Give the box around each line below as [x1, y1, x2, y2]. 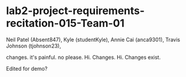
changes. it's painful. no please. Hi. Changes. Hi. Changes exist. [6, 53, 161, 61]
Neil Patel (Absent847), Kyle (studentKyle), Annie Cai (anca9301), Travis [6, 36, 181, 43]
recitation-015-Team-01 [6, 16, 125, 30]
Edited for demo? [6, 65, 48, 72]
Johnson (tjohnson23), [6, 42, 62, 49]
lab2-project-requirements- [6, 4, 145, 18]
